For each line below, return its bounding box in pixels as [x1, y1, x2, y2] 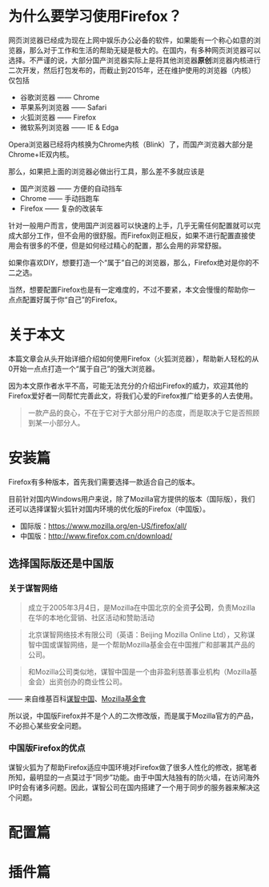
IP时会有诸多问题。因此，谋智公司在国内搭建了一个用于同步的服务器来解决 [8, 782, 254, 792]
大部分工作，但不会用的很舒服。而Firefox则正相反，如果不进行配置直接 [14, 230, 249, 240]
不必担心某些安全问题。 [8, 720, 86, 730]
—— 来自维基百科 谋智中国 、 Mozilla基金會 [8, 694, 147, 704]
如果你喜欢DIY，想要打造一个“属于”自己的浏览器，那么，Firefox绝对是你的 [8, 257, 253, 267]
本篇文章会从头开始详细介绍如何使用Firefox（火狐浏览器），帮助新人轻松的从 [8, 353, 259, 363]
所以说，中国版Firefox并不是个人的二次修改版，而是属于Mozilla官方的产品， [8, 711, 258, 720]
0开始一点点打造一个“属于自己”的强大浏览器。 [8, 364, 160, 373]
